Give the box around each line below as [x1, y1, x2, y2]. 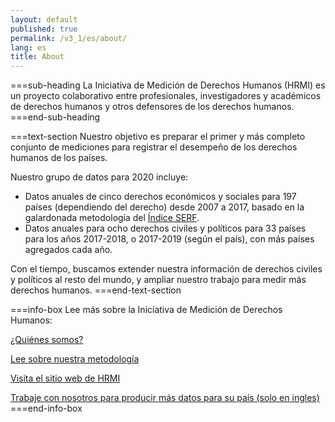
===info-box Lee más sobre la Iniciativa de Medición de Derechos [10, 304, 283, 316]
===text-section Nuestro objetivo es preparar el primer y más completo [10, 131, 306, 143]
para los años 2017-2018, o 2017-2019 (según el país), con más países [24, 233, 315, 245]
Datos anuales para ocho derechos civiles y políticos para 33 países [24, 222, 307, 235]
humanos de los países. [10, 152, 108, 164]
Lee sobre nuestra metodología [10, 353, 140, 365]
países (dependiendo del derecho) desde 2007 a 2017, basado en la [24, 201, 305, 213]
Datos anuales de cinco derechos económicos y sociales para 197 [24, 191, 297, 203]
